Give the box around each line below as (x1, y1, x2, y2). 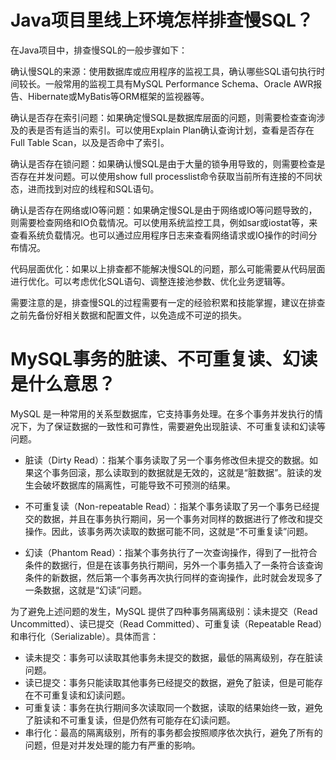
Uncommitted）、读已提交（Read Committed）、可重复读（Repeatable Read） (10, 617, 323, 630)
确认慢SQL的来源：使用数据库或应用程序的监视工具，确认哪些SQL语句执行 (10, 65, 317, 77)
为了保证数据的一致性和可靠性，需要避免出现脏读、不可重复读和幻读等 (36, 420, 326, 432)
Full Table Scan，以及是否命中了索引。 (10, 136, 170, 148)
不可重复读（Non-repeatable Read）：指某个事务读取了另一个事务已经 (24, 500, 312, 512)
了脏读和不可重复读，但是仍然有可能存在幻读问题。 (24, 714, 236, 726)
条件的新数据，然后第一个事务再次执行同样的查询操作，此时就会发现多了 (24, 571, 323, 583)
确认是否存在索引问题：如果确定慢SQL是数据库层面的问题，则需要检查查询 (10, 111, 317, 123)
